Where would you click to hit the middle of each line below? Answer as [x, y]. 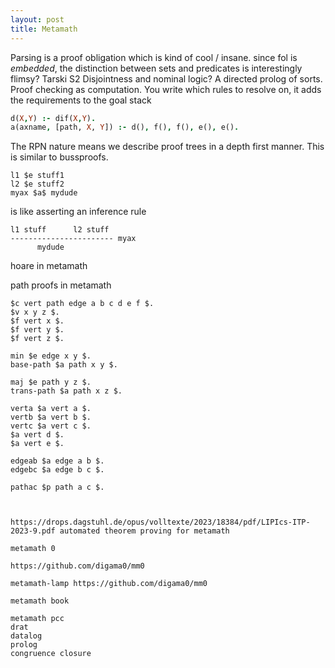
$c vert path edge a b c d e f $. [82, 304]
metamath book [40, 601]
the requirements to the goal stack [81, 100]
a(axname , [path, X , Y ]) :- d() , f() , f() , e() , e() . [125, 127]
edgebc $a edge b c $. [57, 470]
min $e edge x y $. [51, 356]
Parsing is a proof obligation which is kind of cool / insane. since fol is [154, 57]
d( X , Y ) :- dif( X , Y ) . [53, 118]
